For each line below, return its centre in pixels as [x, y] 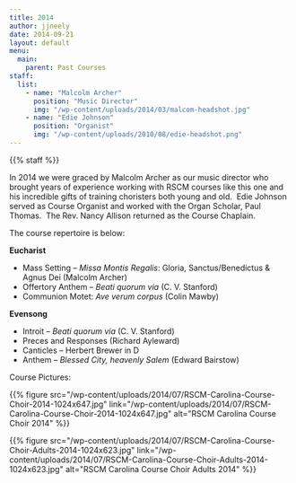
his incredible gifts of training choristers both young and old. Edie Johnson [148, 196]
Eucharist [28, 250]
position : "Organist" [74, 127]
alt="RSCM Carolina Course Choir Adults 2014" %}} [161, 469]
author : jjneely [39, 26]
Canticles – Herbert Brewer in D [81, 350]
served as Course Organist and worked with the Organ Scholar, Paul [135, 206]
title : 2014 [31, 18]
